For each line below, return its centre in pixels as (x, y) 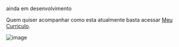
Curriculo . (18, 26)
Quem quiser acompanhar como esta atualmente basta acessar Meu (89, 20)
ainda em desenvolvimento (39, 9)
